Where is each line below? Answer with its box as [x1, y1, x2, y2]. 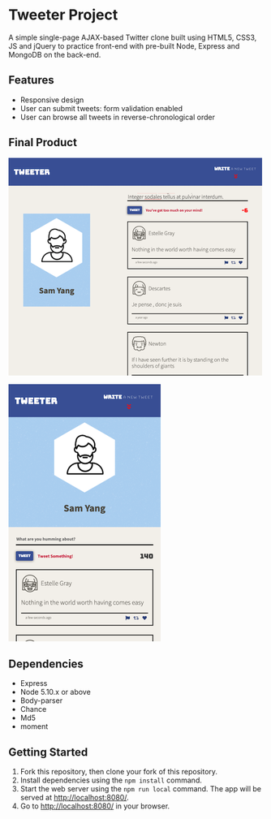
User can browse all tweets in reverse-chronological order [19, 112, 215, 122]
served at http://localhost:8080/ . [19, 793, 129, 803]
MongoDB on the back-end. [8, 50, 101, 59]
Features [8, 73, 54, 87]
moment [19, 722, 49, 731]
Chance [19, 705, 47, 714]
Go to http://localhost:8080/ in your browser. [19, 801, 170, 811]
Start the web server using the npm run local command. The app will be [19, 784, 262, 794]
